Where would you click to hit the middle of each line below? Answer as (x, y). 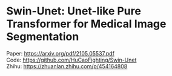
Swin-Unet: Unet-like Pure (74, 11)
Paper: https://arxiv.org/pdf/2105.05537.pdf (61, 53)
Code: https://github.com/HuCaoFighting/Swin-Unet (71, 60)
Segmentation (43, 37)
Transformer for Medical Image (86, 24)
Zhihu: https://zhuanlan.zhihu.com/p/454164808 (67, 66)
